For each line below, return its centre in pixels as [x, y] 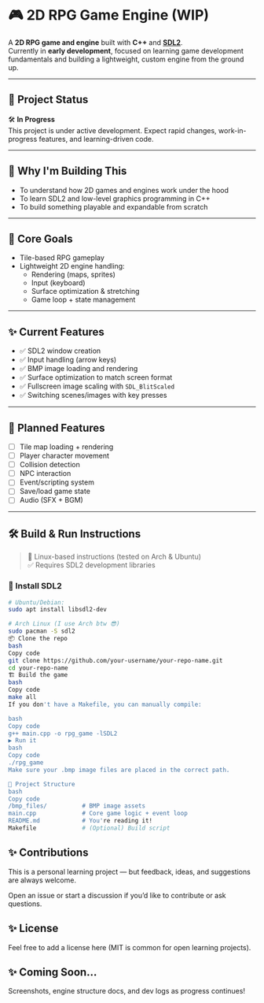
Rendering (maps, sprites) [73, 275]
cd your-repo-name [38, 668]
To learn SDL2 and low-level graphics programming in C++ [115, 199]
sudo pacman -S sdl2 [42, 631]
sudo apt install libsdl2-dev [58, 610]
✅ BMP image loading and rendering [79, 369]
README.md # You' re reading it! [81, 821]
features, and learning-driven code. [96, 139]
